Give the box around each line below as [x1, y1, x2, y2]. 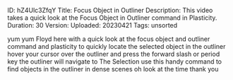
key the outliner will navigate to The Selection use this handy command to [7, 57, 222, 66]
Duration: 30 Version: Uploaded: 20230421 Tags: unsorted [7, 21, 178, 29]
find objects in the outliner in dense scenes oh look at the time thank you [7, 65, 219, 73]
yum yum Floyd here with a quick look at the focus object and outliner [7, 35, 210, 43]
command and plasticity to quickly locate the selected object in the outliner [7, 42, 226, 50]
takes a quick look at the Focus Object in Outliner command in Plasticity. [7, 13, 217, 22]
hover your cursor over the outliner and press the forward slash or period [7, 50, 220, 58]
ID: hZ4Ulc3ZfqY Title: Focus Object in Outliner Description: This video [7, 6, 213, 14]
